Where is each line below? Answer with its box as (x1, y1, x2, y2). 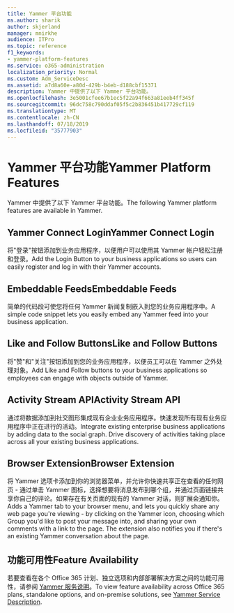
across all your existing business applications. (7, 437, 139, 445)
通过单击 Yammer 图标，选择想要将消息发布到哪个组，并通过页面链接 (19, 486, 218, 494)
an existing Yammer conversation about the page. (7, 532, 150, 540)
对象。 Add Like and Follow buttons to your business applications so (13, 366, 208, 374)
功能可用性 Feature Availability (7, 554, 139, 566)
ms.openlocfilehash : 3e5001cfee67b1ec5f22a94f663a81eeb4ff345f (7, 95, 195, 102)
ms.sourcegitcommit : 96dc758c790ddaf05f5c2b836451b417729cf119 (7, 101, 195, 108)
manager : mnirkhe (7, 29, 58, 37)
